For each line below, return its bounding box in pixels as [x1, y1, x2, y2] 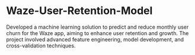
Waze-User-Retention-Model [6, 4, 153, 18]
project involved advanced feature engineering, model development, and [6, 36, 184, 43]
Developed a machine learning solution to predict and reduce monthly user [6, 23, 189, 30]
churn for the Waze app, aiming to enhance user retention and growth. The [6, 29, 189, 36]
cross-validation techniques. [6, 42, 76, 49]
